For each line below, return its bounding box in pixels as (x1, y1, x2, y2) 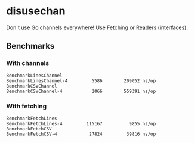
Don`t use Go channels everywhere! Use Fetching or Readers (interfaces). (6, 24, 188, 31)
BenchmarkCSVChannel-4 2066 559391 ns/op (6, 88, 156, 94)
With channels (6, 59, 50, 67)
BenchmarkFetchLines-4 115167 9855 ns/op (6, 120, 156, 126)
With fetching (6, 102, 47, 110)
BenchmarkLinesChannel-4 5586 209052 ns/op (6, 77, 156, 84)
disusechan (6, 4, 66, 18)
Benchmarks (6, 41, 55, 51)
